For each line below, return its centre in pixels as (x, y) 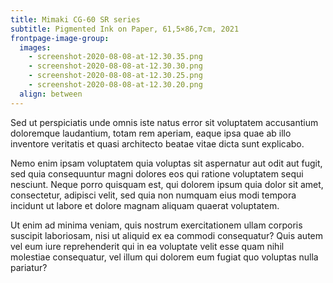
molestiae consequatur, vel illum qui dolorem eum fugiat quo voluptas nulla (164, 257)
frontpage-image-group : (60, 38)
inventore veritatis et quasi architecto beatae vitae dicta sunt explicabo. (157, 143)
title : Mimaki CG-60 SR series (75, 19)
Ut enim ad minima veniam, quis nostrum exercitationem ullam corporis (156, 225)
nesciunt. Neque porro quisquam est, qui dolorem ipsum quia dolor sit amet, (167, 184)
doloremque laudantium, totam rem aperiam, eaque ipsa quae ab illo (151, 133)
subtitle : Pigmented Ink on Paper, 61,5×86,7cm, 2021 (125, 29)
